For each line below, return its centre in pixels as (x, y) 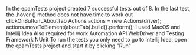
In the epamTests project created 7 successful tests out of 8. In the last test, (98, 8)
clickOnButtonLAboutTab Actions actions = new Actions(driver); (84, 21)
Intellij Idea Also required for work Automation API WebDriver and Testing (95, 33)
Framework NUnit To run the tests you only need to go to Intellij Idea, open (97, 39)
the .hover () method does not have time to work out (70, 15)
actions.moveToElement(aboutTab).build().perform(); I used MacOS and (93, 27)
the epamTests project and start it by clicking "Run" (69, 46)
